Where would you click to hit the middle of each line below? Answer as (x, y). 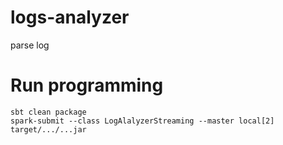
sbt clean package (48, 112)
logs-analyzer (70, 17)
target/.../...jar (48, 129)
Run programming (87, 85)
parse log (30, 45)
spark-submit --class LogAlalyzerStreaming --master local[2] (142, 121)
